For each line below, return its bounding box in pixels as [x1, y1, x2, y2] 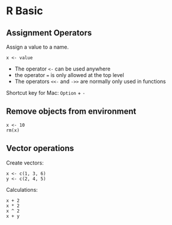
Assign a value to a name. [6, 43, 69, 50]
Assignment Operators [6, 28, 92, 38]
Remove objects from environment [6, 107, 137, 117]
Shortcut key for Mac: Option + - [6, 89, 86, 96]
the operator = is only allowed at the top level [14, 72, 124, 78]
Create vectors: [6, 159, 44, 166]
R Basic [6, 4, 43, 18]
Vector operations [6, 143, 74, 153]
